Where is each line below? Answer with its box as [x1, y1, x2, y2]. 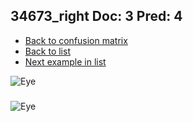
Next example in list [24, 55, 107, 68]
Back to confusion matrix [24, 34, 128, 46]
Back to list [24, 45, 71, 57]
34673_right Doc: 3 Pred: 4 [10, 8, 183, 25]
